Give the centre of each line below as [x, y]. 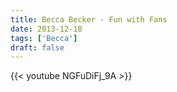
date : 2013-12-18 [46, 29]
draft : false [37, 47]
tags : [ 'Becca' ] [44, 38]
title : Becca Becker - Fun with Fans [89, 19]
